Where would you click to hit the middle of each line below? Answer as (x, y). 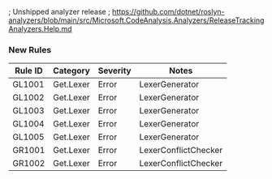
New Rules (30, 49)
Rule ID (29, 70)
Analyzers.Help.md (40, 29)
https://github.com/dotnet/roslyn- (168, 12)
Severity (114, 70)
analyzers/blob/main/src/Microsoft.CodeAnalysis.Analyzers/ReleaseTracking (136, 20)
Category (71, 70)
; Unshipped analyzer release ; (60, 12)
